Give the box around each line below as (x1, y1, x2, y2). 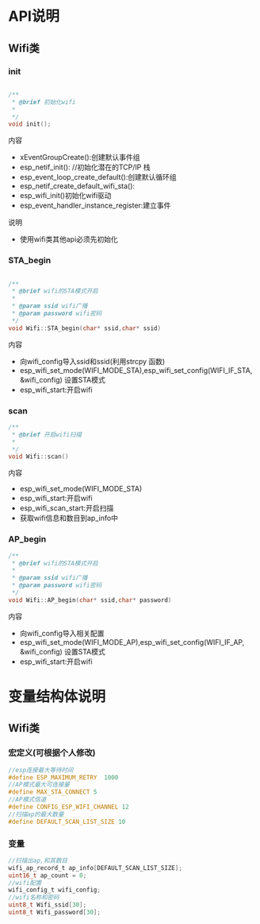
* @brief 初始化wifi (11, 98, 76, 106)
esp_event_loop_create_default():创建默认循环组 (19, 173, 177, 182)
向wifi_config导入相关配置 (19, 628, 105, 638)
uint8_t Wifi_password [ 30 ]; (8, 908, 101, 917)
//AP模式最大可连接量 (8, 781, 70, 789)
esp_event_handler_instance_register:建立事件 (19, 200, 171, 211)
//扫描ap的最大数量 (8, 810, 64, 818)
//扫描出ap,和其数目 (8, 856, 68, 864)
